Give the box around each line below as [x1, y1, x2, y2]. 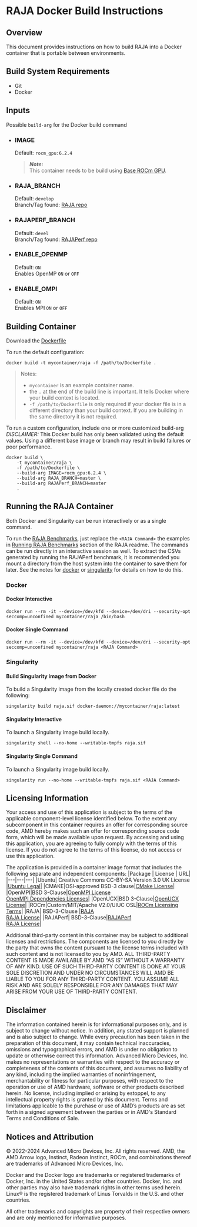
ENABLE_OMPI [14, 285, 58, 293]
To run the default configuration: [6, 348, 85, 355]
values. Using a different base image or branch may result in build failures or [6, 437, 191, 444]
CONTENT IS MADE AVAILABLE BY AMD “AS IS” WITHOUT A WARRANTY [6, 956, 185, 964]
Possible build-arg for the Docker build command [6, 121, 128, 128]
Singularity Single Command [6, 753, 78, 760]
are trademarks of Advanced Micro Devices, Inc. [6, 1160, 123, 1167]
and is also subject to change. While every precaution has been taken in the [6, 1033, 190, 1041]
